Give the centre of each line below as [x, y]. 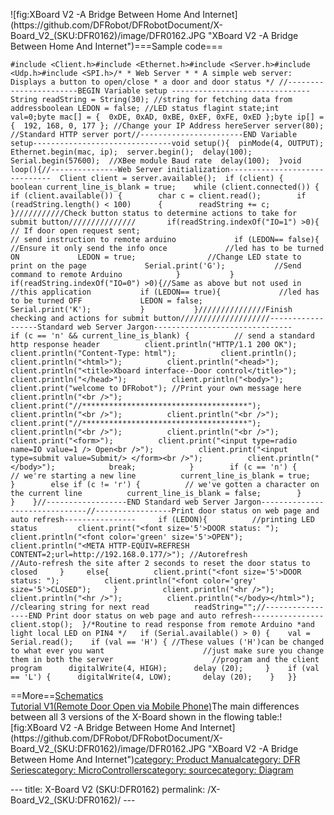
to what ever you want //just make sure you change [167, 651]
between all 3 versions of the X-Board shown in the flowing [132, 717]
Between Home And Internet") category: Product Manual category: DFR [155, 759]
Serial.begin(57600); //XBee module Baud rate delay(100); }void [156, 161]
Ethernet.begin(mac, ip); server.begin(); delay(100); [131, 152]
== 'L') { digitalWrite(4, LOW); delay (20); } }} [154, 677]
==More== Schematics [57, 695]
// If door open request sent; [75, 231]
